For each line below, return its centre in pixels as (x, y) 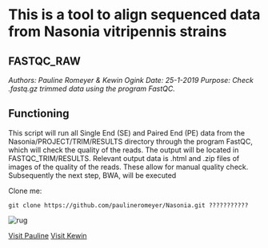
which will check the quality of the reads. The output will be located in (124, 150)
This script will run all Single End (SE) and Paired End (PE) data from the (127, 132)
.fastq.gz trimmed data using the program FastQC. (92, 89)
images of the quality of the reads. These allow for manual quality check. (128, 167)
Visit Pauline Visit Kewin (48, 235)
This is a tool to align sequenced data (134, 15)
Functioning (39, 114)
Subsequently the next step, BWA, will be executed (92, 175)
